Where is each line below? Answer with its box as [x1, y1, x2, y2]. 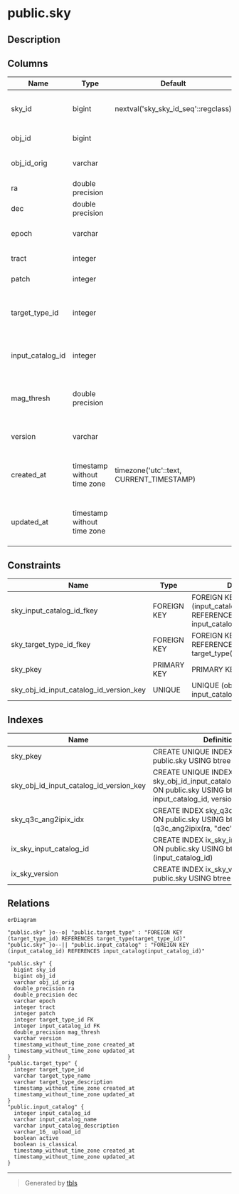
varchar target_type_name [14, 1072, 91, 1079]
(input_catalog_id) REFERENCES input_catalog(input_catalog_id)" [7, 948, 205, 955]
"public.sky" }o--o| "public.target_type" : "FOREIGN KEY [7, 928, 183, 936]
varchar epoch [14, 997, 55, 1004]
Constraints [7, 559, 61, 571]
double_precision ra [14, 985, 75, 992]
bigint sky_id [14, 966, 55, 973]
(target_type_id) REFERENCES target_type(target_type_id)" [7, 935, 186, 942]
